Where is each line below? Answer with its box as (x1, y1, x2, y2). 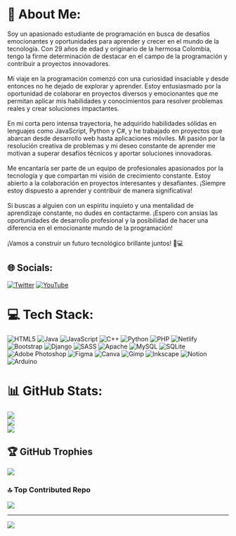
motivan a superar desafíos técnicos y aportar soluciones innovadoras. (7, 149, 213, 157)
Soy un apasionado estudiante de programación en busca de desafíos (7, 30, 211, 38)
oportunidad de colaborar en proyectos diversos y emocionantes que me (7, 89, 219, 98)
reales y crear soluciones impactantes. (7, 104, 119, 112)
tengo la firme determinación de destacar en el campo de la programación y (7, 52, 228, 60)
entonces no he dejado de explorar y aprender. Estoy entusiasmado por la (7, 81, 221, 90)
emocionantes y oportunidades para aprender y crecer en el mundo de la (7, 37, 219, 45)
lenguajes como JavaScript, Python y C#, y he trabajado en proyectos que (7, 126, 223, 135)
